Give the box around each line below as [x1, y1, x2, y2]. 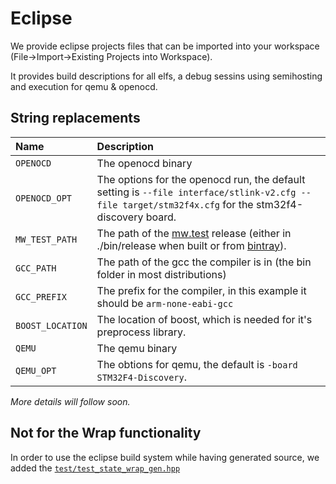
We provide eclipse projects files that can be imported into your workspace [10, 40, 320, 52]
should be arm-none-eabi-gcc [96, 296, 234, 310]
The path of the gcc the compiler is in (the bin [96, 255, 312, 269]
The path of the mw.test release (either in [96, 226, 292, 240]
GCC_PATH [15, 262, 57, 274]
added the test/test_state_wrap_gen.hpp [10, 462, 181, 474]
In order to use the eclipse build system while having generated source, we [10, 451, 320, 463]
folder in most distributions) [96, 267, 227, 281]
